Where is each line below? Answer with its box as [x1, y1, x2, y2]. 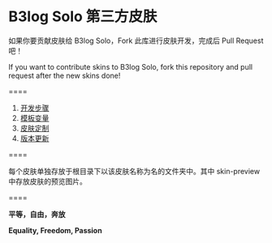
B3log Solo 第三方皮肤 [8, 7, 158, 26]
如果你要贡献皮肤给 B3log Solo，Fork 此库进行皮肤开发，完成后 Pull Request [8, 36, 264, 45]
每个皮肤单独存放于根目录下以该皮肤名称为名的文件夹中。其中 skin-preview [8, 166, 261, 176]
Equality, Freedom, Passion [8, 225, 103, 235]
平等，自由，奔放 [8, 209, 66, 219]
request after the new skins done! [8, 70, 121, 80]
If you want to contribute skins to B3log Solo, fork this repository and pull [8, 62, 253, 71]
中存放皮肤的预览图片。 [8, 176, 87, 186]
